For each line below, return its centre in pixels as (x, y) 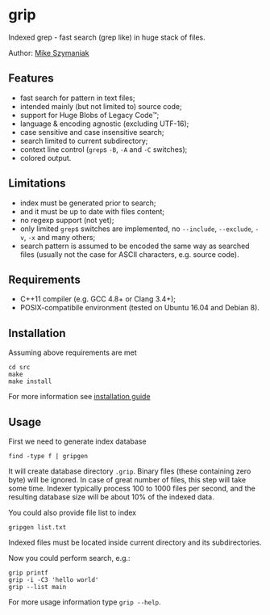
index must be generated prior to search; (88, 203)
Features (31, 78)
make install (30, 381)
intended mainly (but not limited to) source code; (101, 106)
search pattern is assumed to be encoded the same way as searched (135, 246)
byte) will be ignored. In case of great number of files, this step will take (127, 480)
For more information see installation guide (79, 397)
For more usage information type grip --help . (85, 602)
